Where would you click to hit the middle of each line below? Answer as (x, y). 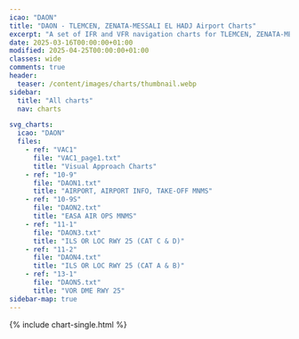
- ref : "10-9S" (53, 200)
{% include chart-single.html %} (68, 324)
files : (29, 142)
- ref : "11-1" (51, 224)
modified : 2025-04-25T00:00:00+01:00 (79, 51)
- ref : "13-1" (51, 274)
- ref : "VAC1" (51, 150)
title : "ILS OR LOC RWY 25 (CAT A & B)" (109, 266)
